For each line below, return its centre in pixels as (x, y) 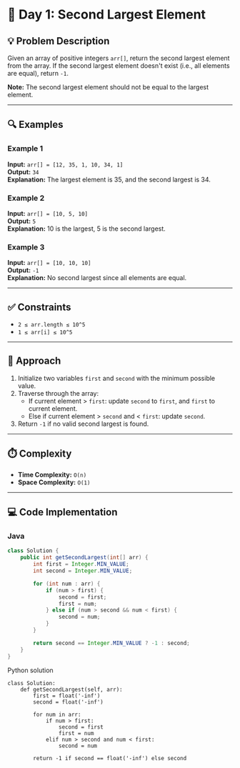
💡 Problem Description (59, 41)
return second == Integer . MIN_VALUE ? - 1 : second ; (112, 643)
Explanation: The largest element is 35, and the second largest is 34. (109, 179)
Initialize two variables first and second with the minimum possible (116, 378)
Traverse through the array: (58, 393)
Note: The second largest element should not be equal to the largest (108, 87)
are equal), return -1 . (38, 73)
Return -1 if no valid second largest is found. (83, 424)
